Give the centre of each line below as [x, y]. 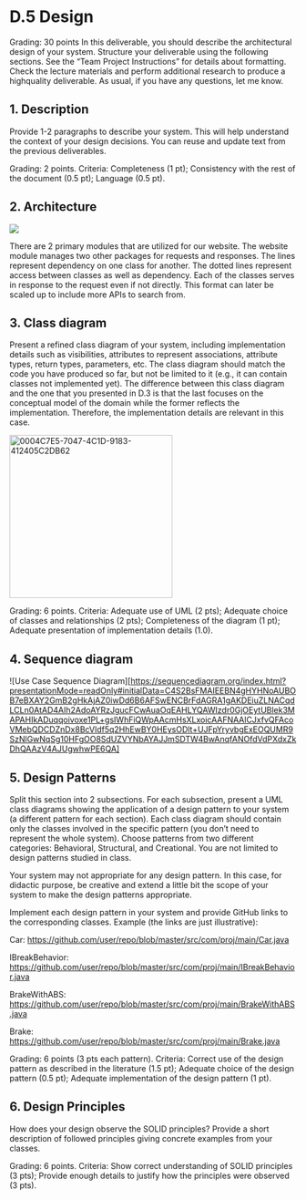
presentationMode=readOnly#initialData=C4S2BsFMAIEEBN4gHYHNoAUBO [153, 691]
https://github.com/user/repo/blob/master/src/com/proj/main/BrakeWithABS [153, 1004]
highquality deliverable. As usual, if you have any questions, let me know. [147, 80]
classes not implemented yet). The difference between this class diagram [147, 384]
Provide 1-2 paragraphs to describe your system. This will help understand [149, 131]
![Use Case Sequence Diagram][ [70, 681]
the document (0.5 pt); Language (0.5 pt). [87, 178]
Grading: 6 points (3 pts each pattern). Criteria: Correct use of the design [147, 1059]
